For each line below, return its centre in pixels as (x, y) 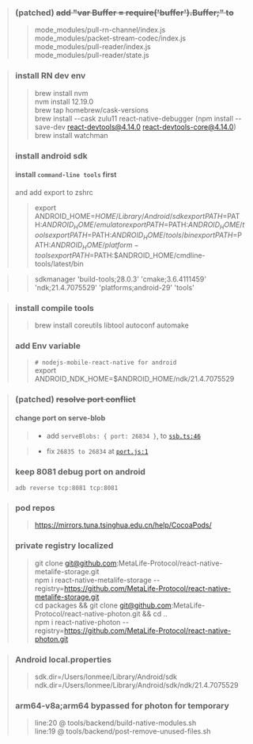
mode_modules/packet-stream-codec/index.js (110, 38)
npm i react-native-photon (77, 622)
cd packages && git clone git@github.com (103, 605)
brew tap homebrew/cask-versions (92, 109)
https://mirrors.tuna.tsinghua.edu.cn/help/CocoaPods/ (123, 525)
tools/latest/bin (59, 264)
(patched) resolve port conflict (75, 399)
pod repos (35, 508)
